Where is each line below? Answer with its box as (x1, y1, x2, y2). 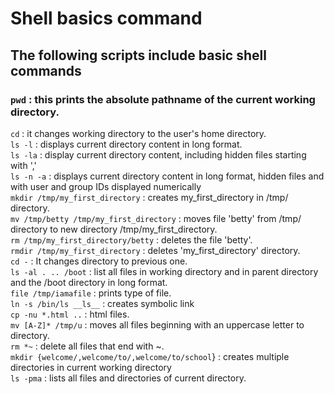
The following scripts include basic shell (10, 47, 267, 64)
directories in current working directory (10, 361, 172, 373)
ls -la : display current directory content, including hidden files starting (10, 148, 307, 161)
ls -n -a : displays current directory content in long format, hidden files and (10, 170, 325, 182)
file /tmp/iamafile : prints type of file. (10, 287, 172, 299)
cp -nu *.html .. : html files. (10, 308, 130, 320)
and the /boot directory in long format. (10, 276, 168, 288)
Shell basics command (10, 7, 203, 30)
